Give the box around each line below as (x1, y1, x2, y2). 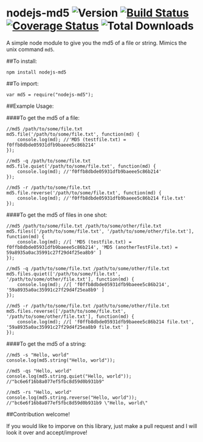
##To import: (6, 80, 39, 87)
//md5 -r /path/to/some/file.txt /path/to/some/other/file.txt (6, 303, 170, 309)
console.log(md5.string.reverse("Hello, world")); (6, 395, 137, 401)
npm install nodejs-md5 (6, 69, 67, 75)
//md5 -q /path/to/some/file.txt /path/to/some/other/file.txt (6, 265, 170, 272)
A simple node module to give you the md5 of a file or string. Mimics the (6, 39, 187, 46)
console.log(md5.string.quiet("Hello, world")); (6, 373, 132, 379)
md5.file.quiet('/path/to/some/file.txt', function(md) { (6, 163, 156, 169)
